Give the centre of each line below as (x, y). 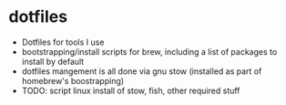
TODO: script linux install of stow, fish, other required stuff (131, 90)
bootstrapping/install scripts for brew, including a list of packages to (149, 51)
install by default (53, 61)
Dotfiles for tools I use (63, 42)
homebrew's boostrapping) (73, 80)
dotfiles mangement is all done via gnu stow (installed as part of (142, 71)
